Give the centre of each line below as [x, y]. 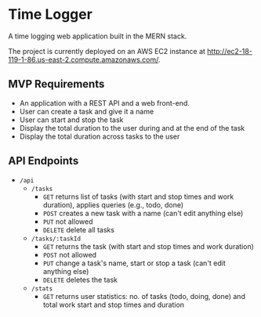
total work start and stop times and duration [114, 304]
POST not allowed [69, 254]
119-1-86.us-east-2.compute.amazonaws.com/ [83, 59]
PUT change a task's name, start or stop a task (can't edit [134, 263]
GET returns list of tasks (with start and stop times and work [138, 196]
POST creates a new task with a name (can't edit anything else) [143, 213]
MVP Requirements [56, 84]
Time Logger [50, 14]
